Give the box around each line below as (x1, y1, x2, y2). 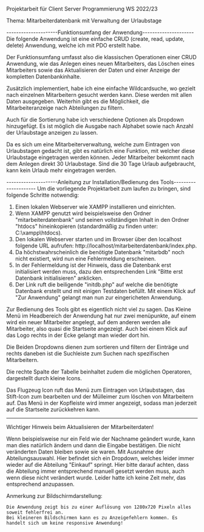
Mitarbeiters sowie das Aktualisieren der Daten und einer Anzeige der (6, 66, 180, 74)
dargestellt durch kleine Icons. (6, 375, 82, 381)
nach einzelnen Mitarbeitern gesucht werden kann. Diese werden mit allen (6, 91, 192, 98)
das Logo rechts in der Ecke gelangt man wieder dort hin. (6, 332, 150, 339)
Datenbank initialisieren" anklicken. (15, 274, 103, 282)
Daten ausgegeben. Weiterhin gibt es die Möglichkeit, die (6, 98, 150, 105)
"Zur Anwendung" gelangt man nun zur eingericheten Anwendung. (15, 294, 183, 301)
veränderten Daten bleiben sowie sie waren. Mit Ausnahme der (6, 448, 164, 455)
